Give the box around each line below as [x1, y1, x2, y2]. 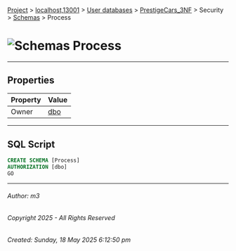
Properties [7, 74, 55, 86]
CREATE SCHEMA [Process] [7, 157, 80, 165]
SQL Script [7, 138, 55, 150]
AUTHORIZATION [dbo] [7, 164, 68, 171]
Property [11, 95, 41, 105]
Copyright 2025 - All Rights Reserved [7, 213, 115, 221]
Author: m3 [7, 192, 40, 200]
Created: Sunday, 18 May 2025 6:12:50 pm [7, 236, 131, 244]
